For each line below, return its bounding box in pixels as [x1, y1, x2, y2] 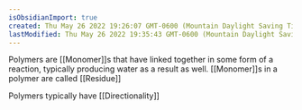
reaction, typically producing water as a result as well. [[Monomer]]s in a [8, 63, 279, 74]
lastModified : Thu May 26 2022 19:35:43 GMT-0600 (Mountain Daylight [8, 30, 276, 38]
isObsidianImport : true [8, 13, 98, 22]
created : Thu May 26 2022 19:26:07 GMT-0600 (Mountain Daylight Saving [8, 21, 283, 30]
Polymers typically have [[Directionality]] [8, 90, 160, 101]
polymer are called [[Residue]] [8, 73, 122, 84]
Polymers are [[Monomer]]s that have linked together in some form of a [8, 55, 274, 65]
